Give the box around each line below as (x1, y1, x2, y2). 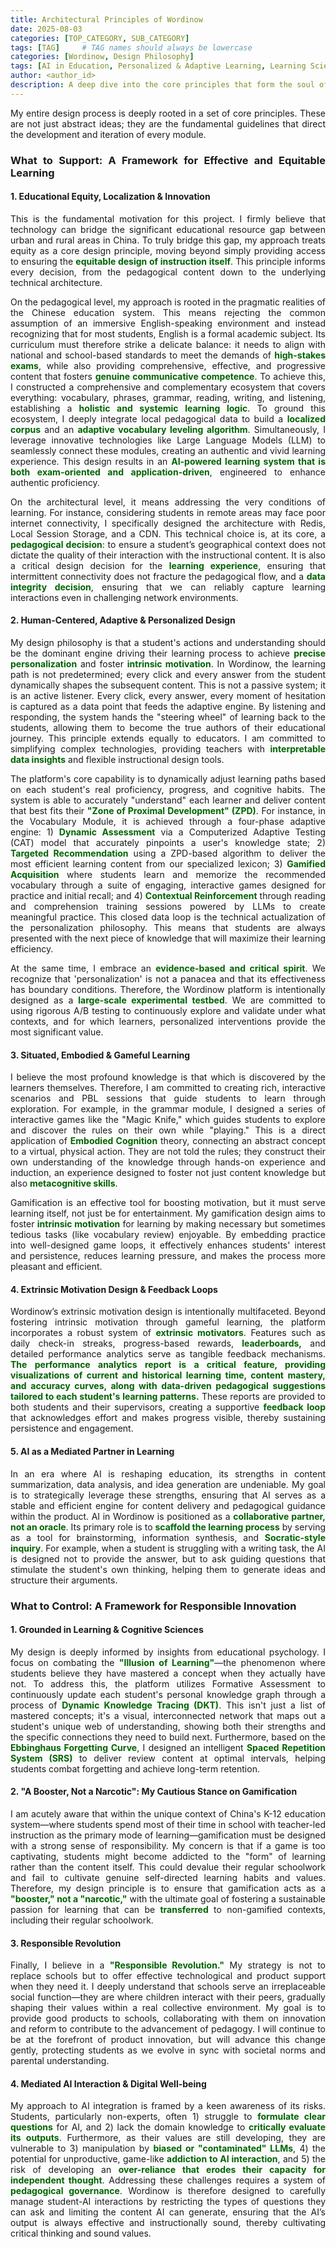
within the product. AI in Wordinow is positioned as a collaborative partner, (10, 1510, 326, 1522)
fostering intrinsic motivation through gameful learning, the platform (10, 1316, 326, 1328)
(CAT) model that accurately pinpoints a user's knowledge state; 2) (10, 837, 326, 849)
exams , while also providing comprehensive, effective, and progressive (10, 359, 326, 371)
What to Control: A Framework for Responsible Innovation (10, 1599, 297, 1613)
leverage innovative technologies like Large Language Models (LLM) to (10, 434, 326, 446)
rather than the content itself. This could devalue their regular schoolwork (10, 1861, 326, 1873)
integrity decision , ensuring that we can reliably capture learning (10, 581, 326, 593)
